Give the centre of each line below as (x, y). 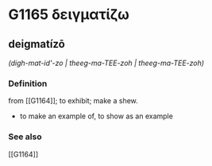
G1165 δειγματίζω (69, 15)
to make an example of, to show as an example (96, 116)
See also (25, 137)
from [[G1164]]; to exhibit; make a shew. (73, 101)
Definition (28, 83)
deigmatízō (37, 44)
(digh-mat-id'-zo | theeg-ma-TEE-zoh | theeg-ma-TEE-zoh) (106, 63)
